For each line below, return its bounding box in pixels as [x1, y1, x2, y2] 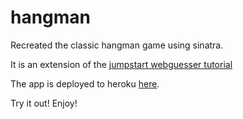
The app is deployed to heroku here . [10, 77, 160, 90]
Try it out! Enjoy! [10, 97, 78, 109]
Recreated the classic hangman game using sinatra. [10, 39, 224, 51]
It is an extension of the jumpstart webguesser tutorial [10, 58, 233, 70]
